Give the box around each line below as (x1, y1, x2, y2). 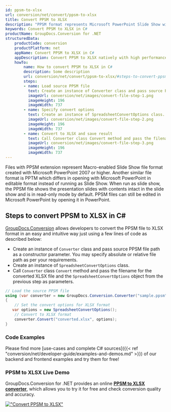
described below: (5, 236, 42, 242)
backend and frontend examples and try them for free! (5, 356, 120, 362)
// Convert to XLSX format (14, 312, 72, 317)
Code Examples (5, 333, 45, 340)
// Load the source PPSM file (5, 288, 70, 293)
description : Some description (23, 70, 90, 75)
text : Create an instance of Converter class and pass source (27, 88, 163, 94)
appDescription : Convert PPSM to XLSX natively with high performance (14, 55, 167, 60)
